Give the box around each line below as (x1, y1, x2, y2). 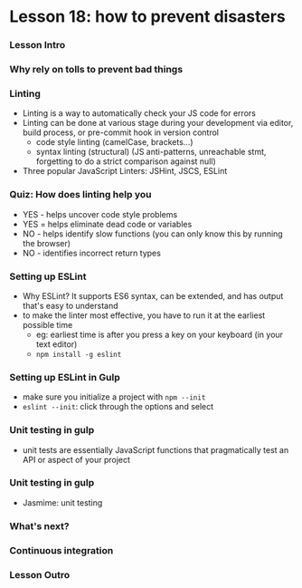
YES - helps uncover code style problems (22, 208, 178, 219)
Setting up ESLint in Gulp (9, 371, 120, 383)
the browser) (22, 237, 71, 248)
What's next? (9, 519, 70, 532)
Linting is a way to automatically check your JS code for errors (22, 108, 256, 119)
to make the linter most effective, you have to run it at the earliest (22, 310, 266, 321)
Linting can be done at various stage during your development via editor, (22, 118, 294, 129)
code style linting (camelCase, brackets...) (35, 137, 193, 148)
